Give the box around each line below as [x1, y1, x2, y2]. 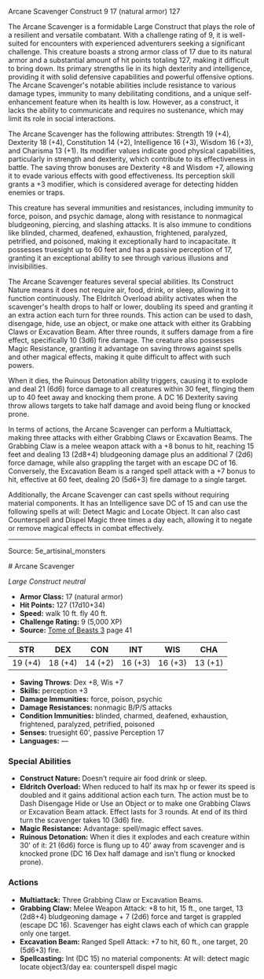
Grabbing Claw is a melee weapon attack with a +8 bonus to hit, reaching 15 [8, 441, 255, 451]
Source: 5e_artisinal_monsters [8, 547, 106, 555]
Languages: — [19, 736, 68, 745]
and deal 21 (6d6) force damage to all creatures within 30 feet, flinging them [8, 384, 255, 393]
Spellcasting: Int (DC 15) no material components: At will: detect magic [19, 953, 250, 963]
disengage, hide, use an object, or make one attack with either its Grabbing [8, 319, 251, 328]
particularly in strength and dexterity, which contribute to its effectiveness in [8, 154, 255, 164]
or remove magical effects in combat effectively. [8, 524, 165, 532]
